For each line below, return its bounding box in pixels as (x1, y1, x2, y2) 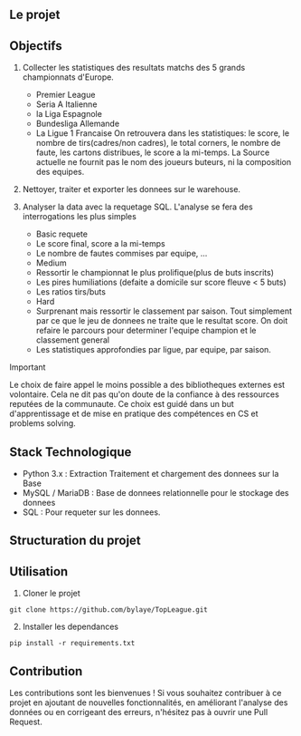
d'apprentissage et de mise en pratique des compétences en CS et (9, 408, 259, 420)
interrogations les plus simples (22, 211, 137, 222)
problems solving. (9, 418, 77, 429)
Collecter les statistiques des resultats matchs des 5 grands (22, 63, 246, 73)
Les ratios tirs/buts (35, 286, 107, 297)
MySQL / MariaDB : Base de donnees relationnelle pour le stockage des (22, 488, 289, 499)
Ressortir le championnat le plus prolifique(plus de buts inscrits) (35, 267, 274, 278)
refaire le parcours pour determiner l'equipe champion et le (35, 325, 257, 336)
